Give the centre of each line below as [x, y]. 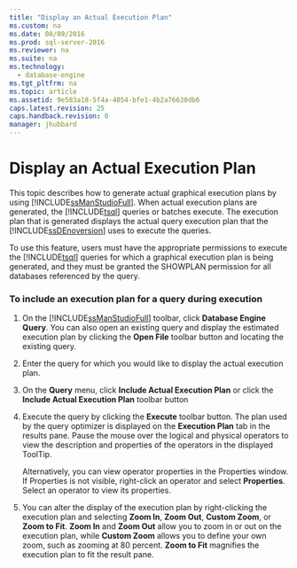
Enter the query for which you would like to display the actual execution [152, 363]
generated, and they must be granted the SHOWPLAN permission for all [141, 266]
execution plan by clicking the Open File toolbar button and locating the [152, 337]
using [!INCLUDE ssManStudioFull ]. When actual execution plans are [133, 202]
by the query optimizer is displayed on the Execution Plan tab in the [146, 426]
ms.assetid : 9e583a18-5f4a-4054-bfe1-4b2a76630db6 [105, 100]
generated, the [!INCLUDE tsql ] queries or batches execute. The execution [144, 211]
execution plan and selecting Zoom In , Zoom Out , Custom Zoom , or [147, 517]
